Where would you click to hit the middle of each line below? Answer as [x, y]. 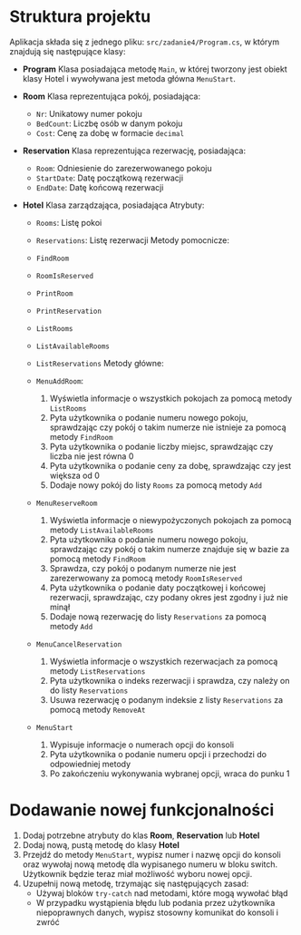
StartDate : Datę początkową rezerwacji [110, 178]
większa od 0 [74, 475]
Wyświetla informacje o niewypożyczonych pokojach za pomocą [170, 520]
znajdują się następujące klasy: [68, 51]
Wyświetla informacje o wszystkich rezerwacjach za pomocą [164, 661]
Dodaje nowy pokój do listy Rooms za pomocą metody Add [156, 485]
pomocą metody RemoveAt [97, 709]
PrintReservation [69, 311]
